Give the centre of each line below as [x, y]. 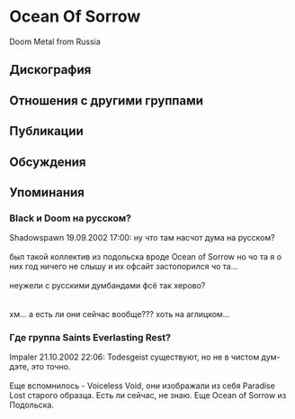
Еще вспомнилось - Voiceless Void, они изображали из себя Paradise [143, 386]
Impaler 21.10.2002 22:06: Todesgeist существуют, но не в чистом [134, 357]
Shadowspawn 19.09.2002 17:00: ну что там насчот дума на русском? [143, 238]
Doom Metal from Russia [55, 41]
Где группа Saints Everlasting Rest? [90, 338]
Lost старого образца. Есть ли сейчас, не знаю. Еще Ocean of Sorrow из [148, 396]
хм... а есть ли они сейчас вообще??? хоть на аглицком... [120, 314]
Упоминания [47, 192]
